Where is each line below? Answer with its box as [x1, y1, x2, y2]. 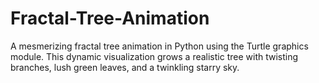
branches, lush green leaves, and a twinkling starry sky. [10, 61, 240, 73]
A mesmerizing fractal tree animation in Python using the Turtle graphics [10, 40, 309, 52]
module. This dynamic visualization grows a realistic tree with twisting [10, 50, 299, 62]
